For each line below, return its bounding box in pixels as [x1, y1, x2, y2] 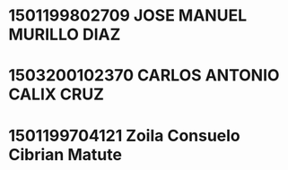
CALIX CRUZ [8, 84, 105, 105]
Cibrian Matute [8, 144, 123, 165]
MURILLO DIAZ [8, 24, 121, 45]
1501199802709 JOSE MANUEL [8, 5, 248, 26]
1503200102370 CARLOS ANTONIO [8, 65, 280, 86]
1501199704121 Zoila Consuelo [8, 125, 241, 146]
